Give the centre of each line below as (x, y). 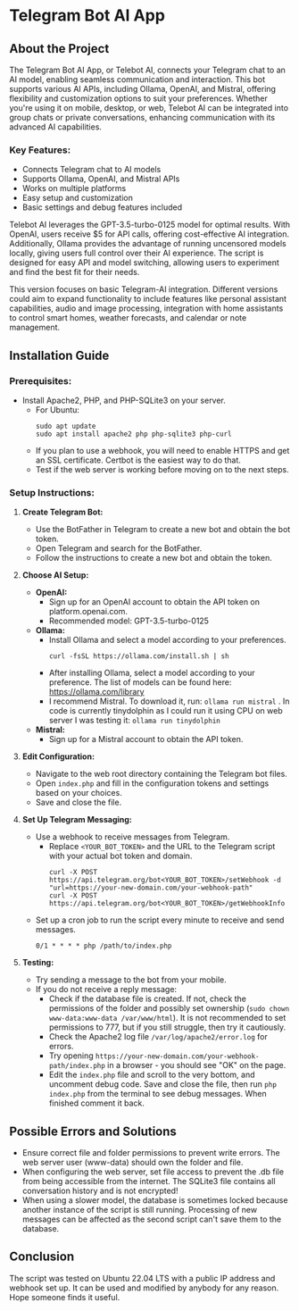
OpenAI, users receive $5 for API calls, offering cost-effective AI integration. (149, 234)
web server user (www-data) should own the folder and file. (133, 1163)
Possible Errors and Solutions (93, 1131)
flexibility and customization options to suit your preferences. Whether (138, 98)
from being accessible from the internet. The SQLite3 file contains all (149, 1182)
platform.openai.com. (88, 612)
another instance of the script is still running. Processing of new (139, 1210)
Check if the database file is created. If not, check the (148, 999)
